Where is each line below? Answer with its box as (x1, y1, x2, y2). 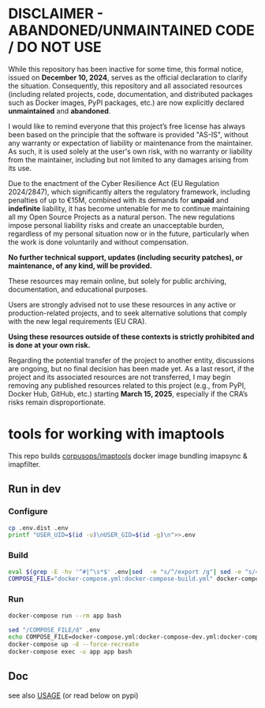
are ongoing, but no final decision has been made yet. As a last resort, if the (8, 363, 255, 373)
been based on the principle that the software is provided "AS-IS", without (8, 129, 248, 139)
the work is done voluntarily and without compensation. (8, 237, 189, 247)
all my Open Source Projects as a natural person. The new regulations (8, 212, 235, 222)
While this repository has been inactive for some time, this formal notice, (8, 64, 244, 73)
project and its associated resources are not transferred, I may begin (8, 372, 231, 382)
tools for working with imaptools (8, 425, 225, 443)
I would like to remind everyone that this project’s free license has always (8, 121, 246, 131)
